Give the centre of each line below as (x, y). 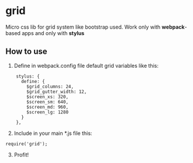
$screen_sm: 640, (47, 102)
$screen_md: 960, (47, 107)
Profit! (21, 155)
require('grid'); (27, 144)
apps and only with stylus (53, 33)
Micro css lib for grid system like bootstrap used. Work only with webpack (95, 27)
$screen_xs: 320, (47, 97)
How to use (26, 52)
